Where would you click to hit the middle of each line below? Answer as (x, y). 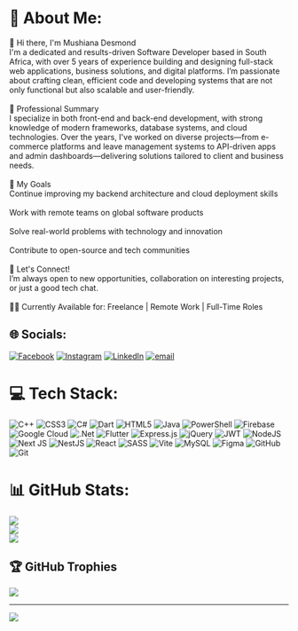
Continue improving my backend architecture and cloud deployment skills (144, 193)
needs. (22, 165)
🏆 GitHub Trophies (63, 567)
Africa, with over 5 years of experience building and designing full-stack (141, 61)
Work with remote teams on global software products (106, 212)
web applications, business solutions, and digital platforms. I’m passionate (145, 71)
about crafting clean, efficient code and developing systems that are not (141, 80)
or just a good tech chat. (54, 288)
